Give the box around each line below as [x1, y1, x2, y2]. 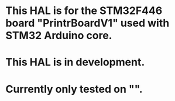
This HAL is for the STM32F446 [5, 4, 163, 18]
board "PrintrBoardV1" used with [5, 16, 170, 30]
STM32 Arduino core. [5, 29, 112, 42]
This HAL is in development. [5, 55, 145, 69]
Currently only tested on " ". [5, 82, 143, 96]
